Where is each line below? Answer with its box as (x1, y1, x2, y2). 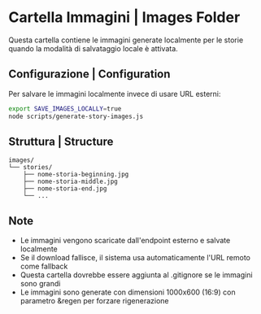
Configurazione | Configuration (8, 68, 171, 81)
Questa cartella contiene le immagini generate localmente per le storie (8, 35, 244, 45)
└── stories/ (8, 164, 53, 172)
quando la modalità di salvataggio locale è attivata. (8, 43, 179, 53)
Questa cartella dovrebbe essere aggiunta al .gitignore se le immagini (20, 270, 254, 280)
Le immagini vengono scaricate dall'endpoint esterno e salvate (20, 236, 231, 246)
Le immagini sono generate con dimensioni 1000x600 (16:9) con (20, 287, 236, 297)
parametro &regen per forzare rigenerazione (20, 296, 169, 306)
